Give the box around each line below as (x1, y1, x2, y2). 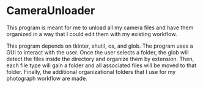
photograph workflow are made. (6, 75, 87, 82)
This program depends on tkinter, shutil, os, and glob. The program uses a (6, 42, 194, 50)
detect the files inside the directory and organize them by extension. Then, (6, 55, 194, 62)
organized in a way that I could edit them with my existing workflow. (6, 30, 177, 37)
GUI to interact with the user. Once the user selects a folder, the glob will (6, 48, 189, 56)
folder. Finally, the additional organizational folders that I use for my (6, 68, 176, 75)
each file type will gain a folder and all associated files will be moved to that (6, 62, 197, 69)
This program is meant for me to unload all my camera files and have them (6, 24, 194, 31)
